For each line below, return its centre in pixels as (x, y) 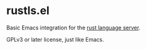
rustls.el (28, 11)
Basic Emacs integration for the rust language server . (74, 28)
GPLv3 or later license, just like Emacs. (55, 39)
